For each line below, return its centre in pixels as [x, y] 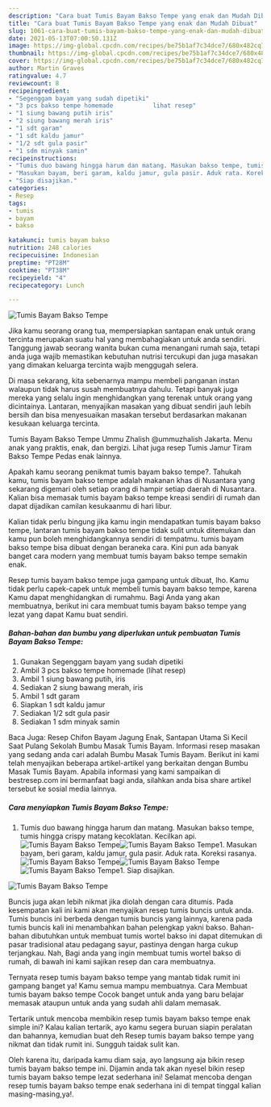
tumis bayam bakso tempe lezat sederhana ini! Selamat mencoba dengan [130, 1077]
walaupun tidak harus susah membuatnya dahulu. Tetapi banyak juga [123, 389]
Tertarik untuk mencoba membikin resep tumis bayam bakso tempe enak [129, 1019]
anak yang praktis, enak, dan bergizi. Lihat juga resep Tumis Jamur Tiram [130, 447]
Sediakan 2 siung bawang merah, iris [81, 688]
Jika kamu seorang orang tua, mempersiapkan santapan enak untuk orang [132, 331]
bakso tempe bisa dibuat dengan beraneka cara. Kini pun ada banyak [124, 547]
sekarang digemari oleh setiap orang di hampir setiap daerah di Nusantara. [133, 489]
